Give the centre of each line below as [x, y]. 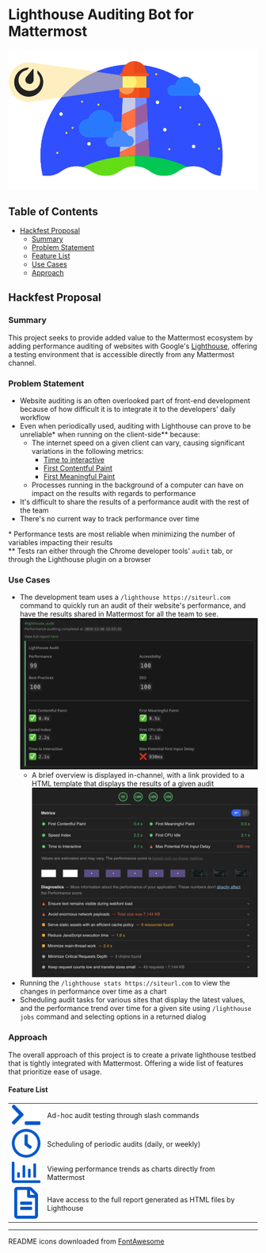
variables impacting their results [61, 542]
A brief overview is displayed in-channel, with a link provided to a [138, 775]
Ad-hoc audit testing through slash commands [123, 1116]
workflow [35, 417]
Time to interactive [74, 459]
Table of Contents [53, 211]
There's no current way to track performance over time [110, 518]
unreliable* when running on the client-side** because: [110, 434]
